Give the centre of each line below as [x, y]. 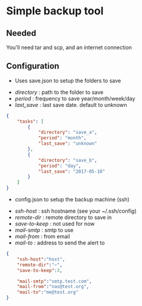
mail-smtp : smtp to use [44, 230]
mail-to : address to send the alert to [60, 243]
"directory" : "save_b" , [67, 160]
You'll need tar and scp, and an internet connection [69, 47]
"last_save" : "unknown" [67, 144]
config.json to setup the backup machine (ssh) [72, 200]
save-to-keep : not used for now [55, 224]
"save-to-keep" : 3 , [40, 270]
